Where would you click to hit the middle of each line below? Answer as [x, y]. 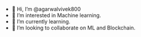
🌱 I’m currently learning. [41, 21]
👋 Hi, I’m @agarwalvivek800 [46, 9]
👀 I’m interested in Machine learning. [56, 15]
